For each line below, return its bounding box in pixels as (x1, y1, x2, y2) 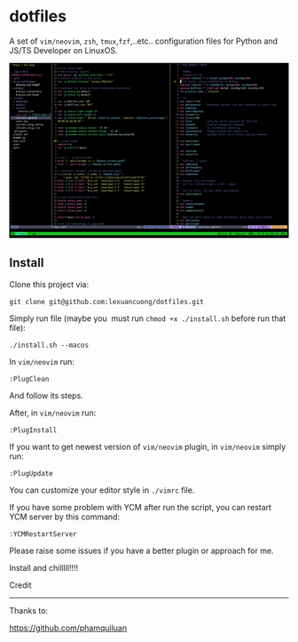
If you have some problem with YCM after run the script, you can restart (9, 502, 272, 512)
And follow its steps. (9, 389, 84, 401)
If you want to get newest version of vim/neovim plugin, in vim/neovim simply (9, 441, 286, 452)
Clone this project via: (9, 278, 90, 290)
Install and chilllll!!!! (9, 562, 79, 573)
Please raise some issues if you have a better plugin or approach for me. (9, 545, 274, 556)
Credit (9, 580, 32, 590)
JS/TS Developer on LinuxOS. (9, 44, 118, 55)
